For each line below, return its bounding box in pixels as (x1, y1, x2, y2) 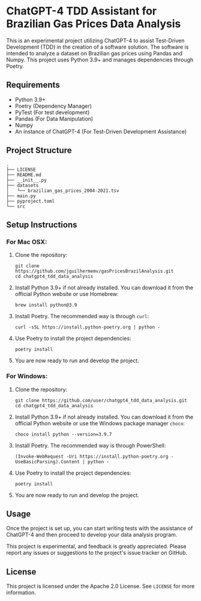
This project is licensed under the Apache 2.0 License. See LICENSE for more (6, 582, 195, 590)
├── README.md (6, 171, 42, 178)
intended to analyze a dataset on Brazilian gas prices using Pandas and (6, 49, 183, 57)
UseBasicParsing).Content (14, 458, 80, 464)
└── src (6, 203, 26, 209)
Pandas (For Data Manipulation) (14, 115, 94, 122)
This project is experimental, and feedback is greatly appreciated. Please (6, 543, 187, 550)
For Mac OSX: (6, 238, 47, 246)
